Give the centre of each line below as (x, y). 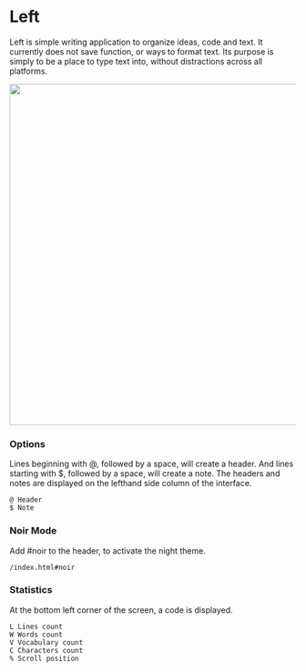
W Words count (36, 635)
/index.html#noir (42, 567)
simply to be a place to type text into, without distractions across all (136, 61)
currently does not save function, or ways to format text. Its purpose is (142, 51)
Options (27, 443)
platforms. (29, 71)
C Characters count (46, 650)
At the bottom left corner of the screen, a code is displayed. (122, 610)
